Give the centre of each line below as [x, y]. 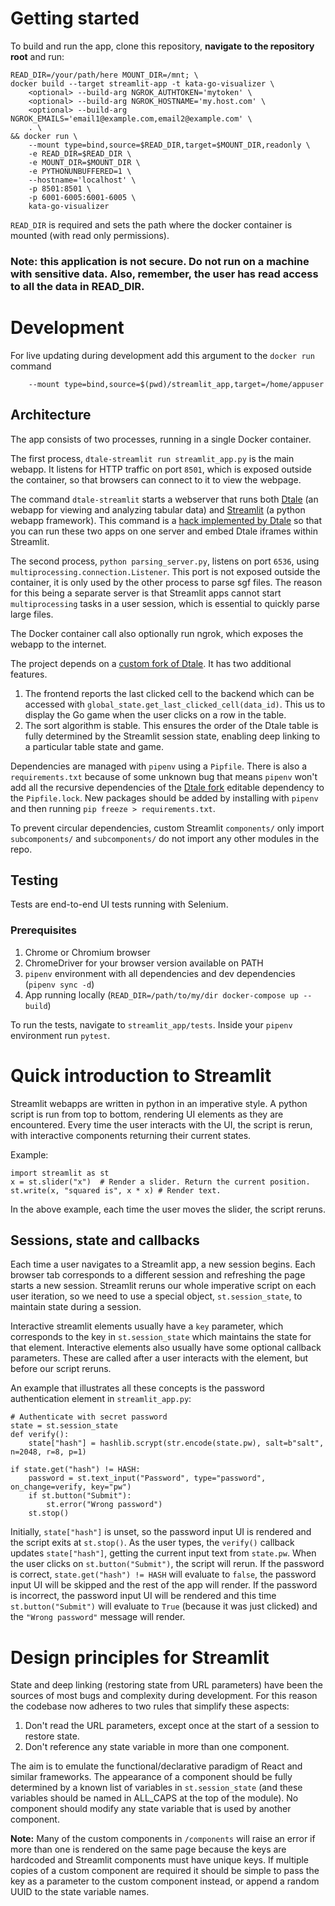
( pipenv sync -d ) [59, 984]
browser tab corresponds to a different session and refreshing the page [158, 1275]
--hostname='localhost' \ [82, 180]
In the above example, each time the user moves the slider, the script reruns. [168, 1209]
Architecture [51, 415]
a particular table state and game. [94, 746]
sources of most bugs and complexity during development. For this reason [164, 1696]
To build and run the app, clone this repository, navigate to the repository [162, 46]
